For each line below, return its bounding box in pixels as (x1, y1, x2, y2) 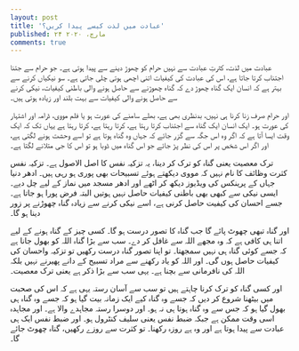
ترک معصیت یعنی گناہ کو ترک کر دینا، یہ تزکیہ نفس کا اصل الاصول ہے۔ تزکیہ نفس (10, 157, 274, 169)
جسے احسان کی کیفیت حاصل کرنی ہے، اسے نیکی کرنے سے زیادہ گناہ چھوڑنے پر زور (10, 197, 283, 209)
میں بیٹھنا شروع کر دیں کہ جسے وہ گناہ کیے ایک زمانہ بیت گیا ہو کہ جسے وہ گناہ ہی (10, 293, 274, 304)
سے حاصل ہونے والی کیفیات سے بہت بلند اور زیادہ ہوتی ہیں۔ (10, 92, 178, 103)
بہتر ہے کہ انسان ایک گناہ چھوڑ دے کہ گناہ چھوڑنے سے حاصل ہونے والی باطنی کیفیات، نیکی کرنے (10, 82, 282, 93)
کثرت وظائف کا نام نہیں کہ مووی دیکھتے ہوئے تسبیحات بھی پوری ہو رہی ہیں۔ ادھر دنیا (10, 168, 287, 179)
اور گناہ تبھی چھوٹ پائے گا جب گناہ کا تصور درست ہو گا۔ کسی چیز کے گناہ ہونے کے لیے (10, 226, 290, 236)
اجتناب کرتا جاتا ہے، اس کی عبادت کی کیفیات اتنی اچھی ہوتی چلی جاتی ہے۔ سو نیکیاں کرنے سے (10, 72, 284, 83)
